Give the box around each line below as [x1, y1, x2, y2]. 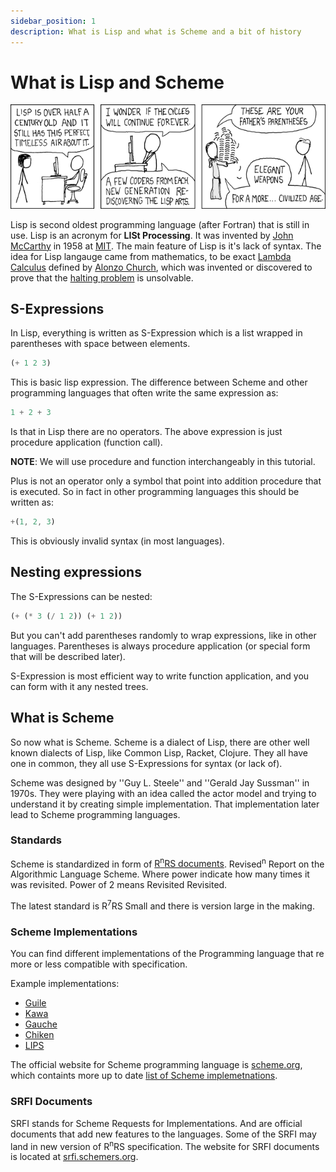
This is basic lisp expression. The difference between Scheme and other [10, 376, 308, 389]
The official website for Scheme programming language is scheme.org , [10, 1059, 303, 1071]
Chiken [24, 1029, 55, 1041]
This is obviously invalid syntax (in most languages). [10, 535, 225, 547]
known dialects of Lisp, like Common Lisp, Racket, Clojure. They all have [10, 746, 308, 759]
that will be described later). [10, 650, 126, 662]
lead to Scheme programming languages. [10, 808, 181, 820]
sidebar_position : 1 [10, 16, 97, 26]
